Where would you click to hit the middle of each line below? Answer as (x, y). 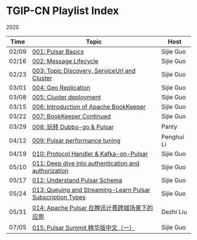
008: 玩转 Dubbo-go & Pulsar (73, 126)
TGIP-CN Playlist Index (62, 11)
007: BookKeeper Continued (72, 116)
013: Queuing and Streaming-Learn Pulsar (91, 189)
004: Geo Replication (61, 88)
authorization (50, 171)
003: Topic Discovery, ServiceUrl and (84, 71)
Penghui (173, 136)
